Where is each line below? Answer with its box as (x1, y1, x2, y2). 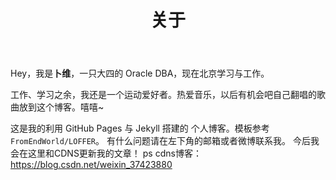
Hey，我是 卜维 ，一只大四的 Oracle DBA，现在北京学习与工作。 (10, 67, 270, 80)
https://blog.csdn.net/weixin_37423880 (10, 159, 173, 171)
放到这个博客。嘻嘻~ (18, 101, 105, 113)
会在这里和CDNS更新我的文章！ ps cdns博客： (10, 147, 202, 160)
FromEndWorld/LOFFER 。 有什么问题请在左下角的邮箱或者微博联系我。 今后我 (10, 135, 320, 147)
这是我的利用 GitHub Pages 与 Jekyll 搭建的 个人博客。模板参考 (10, 122, 270, 135)
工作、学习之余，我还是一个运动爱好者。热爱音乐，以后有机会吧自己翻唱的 (10, 89, 317, 101)
